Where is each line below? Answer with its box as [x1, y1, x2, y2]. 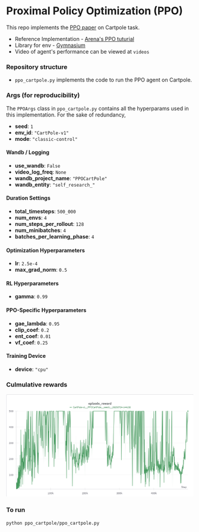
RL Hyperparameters [6, 279, 59, 287]
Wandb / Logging [6, 149, 49, 156]
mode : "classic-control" [14, 135, 78, 142]
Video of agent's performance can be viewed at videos [14, 48, 150, 55]
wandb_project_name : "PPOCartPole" [14, 174, 108, 182]
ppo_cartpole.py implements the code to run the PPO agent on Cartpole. [14, 76, 192, 84]
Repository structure [6, 62, 68, 71]
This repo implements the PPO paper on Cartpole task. [6, 24, 140, 31]
